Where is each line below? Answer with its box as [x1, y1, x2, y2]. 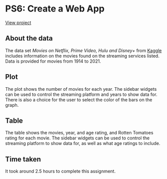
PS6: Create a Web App [5, 3, 105, 15]
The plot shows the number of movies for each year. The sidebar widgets [5, 86, 157, 92]
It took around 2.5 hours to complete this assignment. [5, 168, 116, 174]
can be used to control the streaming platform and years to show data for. [5, 91, 157, 97]
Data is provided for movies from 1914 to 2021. [5, 58, 101, 64]
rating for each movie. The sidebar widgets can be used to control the [5, 135, 150, 141]
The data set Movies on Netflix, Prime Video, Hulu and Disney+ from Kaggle [5, 47, 162, 53]
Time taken [5, 155, 41, 163]
